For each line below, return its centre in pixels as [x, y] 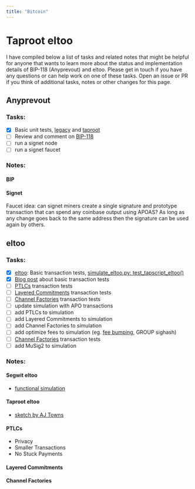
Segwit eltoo [22, 375]
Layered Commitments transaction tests [63, 293]
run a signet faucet [37, 150]
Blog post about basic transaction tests [62, 279]
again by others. [26, 225]
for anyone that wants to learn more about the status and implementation [95, 63]
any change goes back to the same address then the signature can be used [97, 219]
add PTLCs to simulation [44, 313]
